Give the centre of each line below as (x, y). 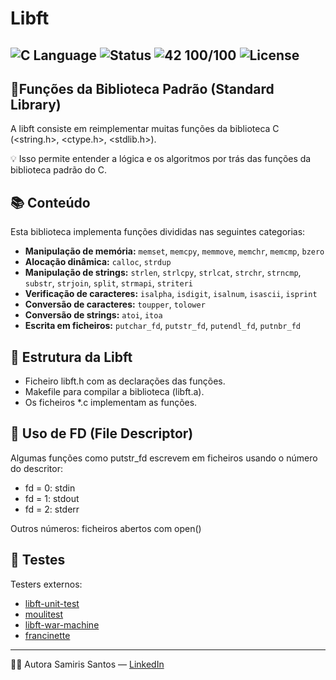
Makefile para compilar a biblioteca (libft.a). (114, 392)
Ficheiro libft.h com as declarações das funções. (125, 381)
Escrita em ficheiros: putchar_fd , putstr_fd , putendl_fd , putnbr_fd (162, 326)
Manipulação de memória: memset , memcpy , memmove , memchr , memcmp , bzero (174, 251)
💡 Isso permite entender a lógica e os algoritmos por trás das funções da (161, 159)
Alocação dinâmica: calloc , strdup (98, 262)
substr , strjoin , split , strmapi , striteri (109, 283)
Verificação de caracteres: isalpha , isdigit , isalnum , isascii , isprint (171, 294)
